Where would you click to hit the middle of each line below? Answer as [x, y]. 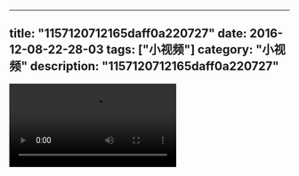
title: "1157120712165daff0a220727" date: [128, 33]
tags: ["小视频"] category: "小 [190, 50]
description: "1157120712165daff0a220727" [154, 66]
